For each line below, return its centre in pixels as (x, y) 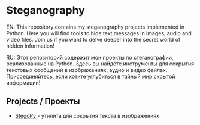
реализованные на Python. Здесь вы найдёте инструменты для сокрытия (100, 64)
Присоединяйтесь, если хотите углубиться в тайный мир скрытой (91, 76)
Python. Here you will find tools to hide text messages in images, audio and (99, 33)
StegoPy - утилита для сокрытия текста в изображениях (87, 115)
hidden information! (31, 46)
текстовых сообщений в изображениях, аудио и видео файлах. (87, 70)
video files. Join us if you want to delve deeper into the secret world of (93, 39)
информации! (23, 82)
